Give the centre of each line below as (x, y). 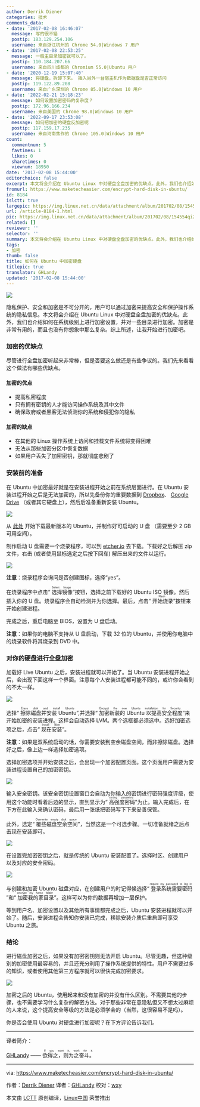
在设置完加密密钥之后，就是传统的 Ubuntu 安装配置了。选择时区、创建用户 (98, 855)
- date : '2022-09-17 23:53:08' (45, 117)
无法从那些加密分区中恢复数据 (51, 449)
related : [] (21, 223)
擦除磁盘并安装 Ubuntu (49, 713)
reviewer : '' (22, 228)
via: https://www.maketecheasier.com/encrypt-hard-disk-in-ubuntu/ (90, 1073)
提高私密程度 (30, 397)
